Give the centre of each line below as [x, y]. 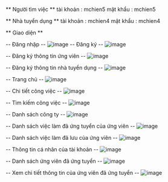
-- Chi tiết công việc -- [34, 91]
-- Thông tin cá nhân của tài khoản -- [52, 149]
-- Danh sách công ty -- [36, 114]
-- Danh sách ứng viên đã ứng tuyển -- [54, 161]
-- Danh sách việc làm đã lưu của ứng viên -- [62, 138]
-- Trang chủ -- [25, 79]
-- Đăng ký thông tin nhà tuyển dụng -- [54, 67]
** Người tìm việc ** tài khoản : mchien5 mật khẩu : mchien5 [81, 9]
